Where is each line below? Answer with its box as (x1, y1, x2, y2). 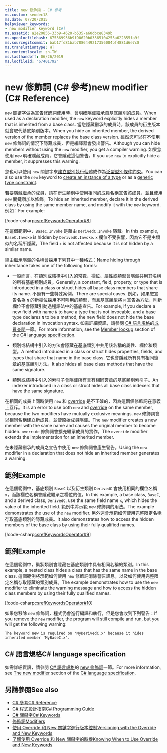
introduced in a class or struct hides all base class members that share (12, 285, 158, 291)
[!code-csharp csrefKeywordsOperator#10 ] (5, 600, 93, 606)
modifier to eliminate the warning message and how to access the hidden (5, 585, 156, 591)
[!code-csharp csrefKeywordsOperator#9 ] (5, 532, 91, 537)
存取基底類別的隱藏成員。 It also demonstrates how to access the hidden (5, 516, 154, 522)
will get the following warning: (5, 621, 67, 627)
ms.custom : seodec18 (5, 12, 48, 17)
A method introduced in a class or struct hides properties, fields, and (21, 349, 163, 355)
